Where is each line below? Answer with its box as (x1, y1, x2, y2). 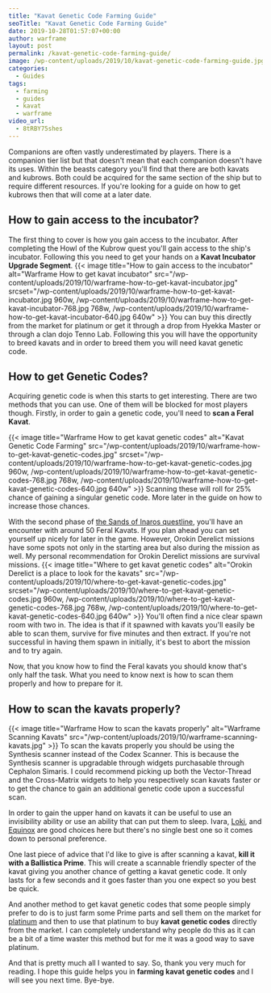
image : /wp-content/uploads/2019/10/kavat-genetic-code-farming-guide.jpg (8, 57, 265, 65)
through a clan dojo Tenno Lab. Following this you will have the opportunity (8, 329, 258, 339)
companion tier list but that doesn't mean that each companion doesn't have (8, 155, 262, 165)
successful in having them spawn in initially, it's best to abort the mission (8, 637, 251, 647)
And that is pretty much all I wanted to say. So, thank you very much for (8, 958, 246, 968)
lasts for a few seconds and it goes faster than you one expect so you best (8, 875, 256, 885)
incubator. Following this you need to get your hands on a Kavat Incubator (8, 251, 256, 261)
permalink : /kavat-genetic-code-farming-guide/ (8, 49, 172, 57)
